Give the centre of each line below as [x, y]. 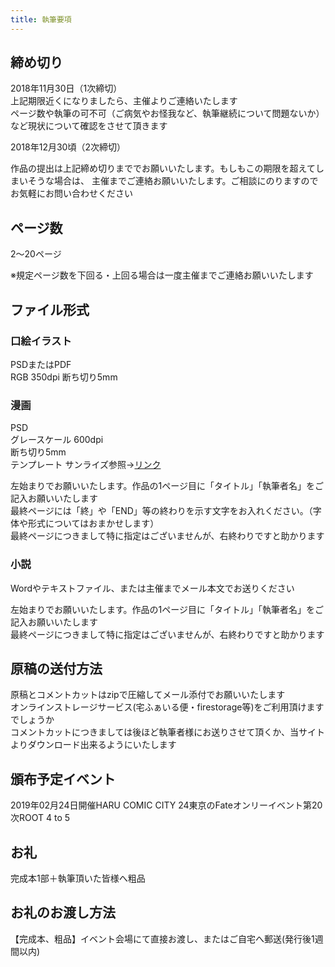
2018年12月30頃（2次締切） [68, 147]
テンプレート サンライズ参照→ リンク [86, 465]
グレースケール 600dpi [57, 440]
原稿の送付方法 [56, 668]
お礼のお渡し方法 [63, 912]
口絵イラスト [41, 341]
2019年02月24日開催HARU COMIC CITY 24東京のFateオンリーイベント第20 [166, 805]
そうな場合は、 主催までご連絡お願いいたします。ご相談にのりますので [173, 181]
